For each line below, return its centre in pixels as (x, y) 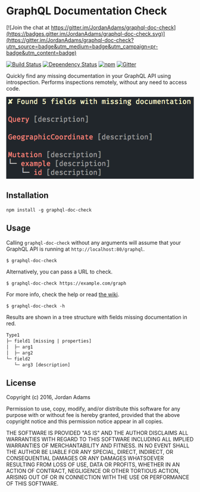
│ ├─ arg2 (20, 353)
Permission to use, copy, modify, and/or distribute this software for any (93, 409)
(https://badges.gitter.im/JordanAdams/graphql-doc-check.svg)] (86, 33)
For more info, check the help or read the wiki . (63, 294)
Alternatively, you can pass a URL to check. (60, 272)
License (21, 383)
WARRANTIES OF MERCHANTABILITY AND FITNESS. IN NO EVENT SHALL (98, 446)
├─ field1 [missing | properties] (49, 341)
